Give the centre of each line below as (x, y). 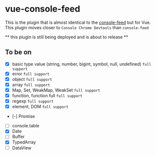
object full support (32, 79)
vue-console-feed (43, 9)
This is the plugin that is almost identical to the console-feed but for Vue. (78, 22)
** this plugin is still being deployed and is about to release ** (67, 37)
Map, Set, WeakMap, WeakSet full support (56, 90)
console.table (26, 126)
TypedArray (24, 142)
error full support (31, 73)
